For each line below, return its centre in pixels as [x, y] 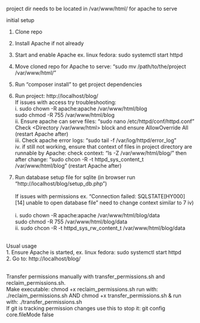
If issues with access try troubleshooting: [65, 102]
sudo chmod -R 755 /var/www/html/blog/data [71, 222]
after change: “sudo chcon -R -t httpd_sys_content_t [79, 159]
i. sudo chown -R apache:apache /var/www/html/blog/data [87, 215]
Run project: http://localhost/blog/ [56, 96]
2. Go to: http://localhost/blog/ [44, 259]
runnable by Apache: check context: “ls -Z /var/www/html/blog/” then [101, 153]
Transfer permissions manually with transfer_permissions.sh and [86, 276]
